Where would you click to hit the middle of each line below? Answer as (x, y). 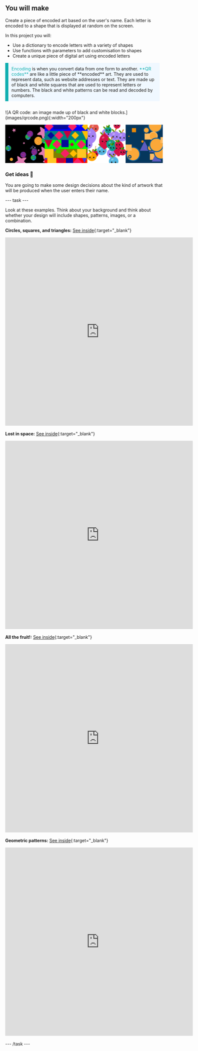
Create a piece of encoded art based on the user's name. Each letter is (78, 20)
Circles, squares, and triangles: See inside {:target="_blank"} (68, 230)
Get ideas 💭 (19, 174)
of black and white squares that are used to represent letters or (76, 84)
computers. (23, 95)
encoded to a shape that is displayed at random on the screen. (69, 26)
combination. (19, 221)
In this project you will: (28, 35)
